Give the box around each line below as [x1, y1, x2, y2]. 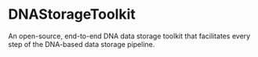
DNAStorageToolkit [8, 5, 136, 23]
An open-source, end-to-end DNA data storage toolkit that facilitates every [8, 31, 251, 41]
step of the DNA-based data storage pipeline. [8, 39, 155, 48]
